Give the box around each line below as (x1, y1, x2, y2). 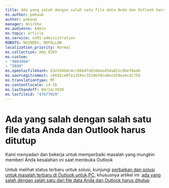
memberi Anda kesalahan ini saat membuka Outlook (5, 157, 113, 163)
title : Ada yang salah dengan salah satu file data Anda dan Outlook (5, 7, 154, 13)
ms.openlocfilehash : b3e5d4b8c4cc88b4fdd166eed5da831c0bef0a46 (5, 69, 141, 74)
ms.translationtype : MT (5, 78, 55, 83)
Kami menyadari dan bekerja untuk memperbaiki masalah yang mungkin (5, 152, 155, 158)
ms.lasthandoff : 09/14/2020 (5, 87, 64, 92)
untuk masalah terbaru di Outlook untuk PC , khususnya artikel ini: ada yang (5, 172, 161, 178)
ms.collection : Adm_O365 (5, 49, 57, 54)
